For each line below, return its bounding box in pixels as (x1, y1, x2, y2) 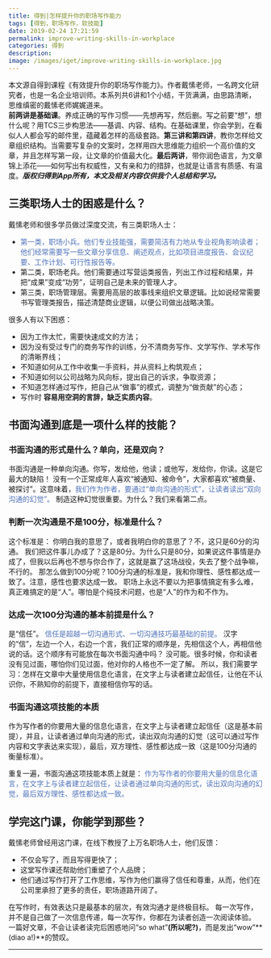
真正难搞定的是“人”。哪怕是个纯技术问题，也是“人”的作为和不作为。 (8, 587, 233, 596)
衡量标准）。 (8, 751, 48, 761)
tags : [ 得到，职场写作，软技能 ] (8, 19, 104, 27)
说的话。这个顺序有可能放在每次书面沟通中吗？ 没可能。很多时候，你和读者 (8, 649, 258, 659)
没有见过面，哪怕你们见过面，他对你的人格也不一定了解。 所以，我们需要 (8, 659, 251, 668)
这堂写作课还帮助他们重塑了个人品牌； (19, 865, 148, 875)
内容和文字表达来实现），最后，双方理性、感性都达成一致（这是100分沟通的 (8, 742, 257, 751)
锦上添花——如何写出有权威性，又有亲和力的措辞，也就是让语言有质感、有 (8, 161, 256, 170)
